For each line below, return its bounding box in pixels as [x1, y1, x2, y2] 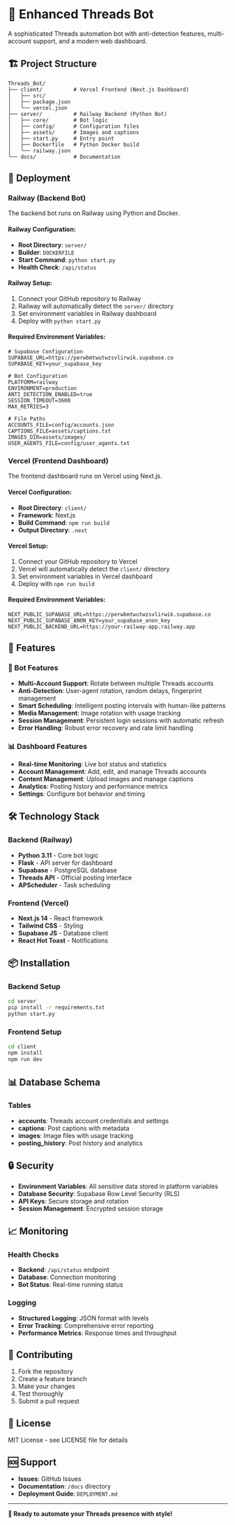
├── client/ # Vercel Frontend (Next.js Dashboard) [8, 86, 190, 93]
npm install [8, 1049, 43, 1057]
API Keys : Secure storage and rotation [17, 1197, 129, 1205]
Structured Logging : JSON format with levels [17, 1313, 149, 1322]
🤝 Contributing [8, 1349, 73, 1361]
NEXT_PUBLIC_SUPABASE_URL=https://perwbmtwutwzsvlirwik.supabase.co [8, 611, 211, 618]
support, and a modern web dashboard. [33, 36, 147, 45]
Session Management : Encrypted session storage [17, 1204, 163, 1213]
